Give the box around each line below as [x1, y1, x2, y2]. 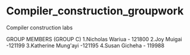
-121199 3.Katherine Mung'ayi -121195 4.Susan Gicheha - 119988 [6, 42, 165, 49]
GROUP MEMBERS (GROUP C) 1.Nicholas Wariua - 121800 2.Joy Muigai [6, 35, 182, 42]
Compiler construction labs [6, 24, 73, 31]
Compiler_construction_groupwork [6, 4, 184, 18]
